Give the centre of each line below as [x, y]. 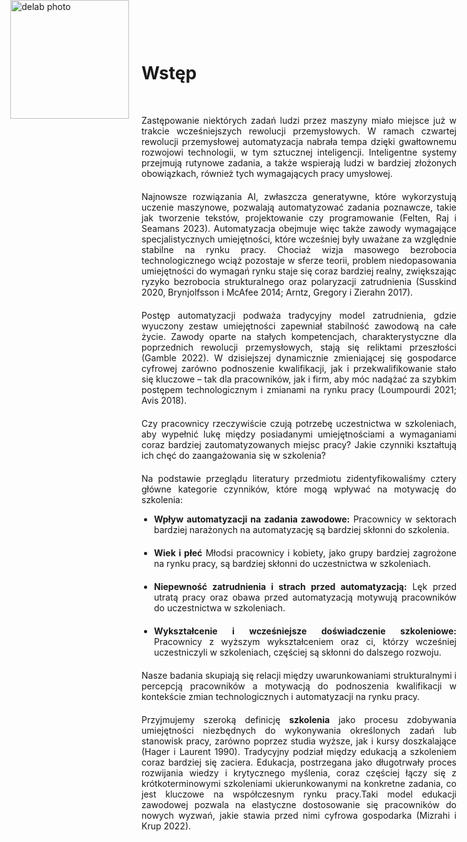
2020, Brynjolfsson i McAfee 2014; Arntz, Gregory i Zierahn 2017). [277, 292]
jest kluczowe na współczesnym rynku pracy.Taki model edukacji [299, 794]
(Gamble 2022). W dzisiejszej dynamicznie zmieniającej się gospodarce [299, 358]
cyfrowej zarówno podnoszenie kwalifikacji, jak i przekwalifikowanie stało [299, 368]
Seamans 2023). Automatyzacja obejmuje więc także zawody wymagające [299, 228]
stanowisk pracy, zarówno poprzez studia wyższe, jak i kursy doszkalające [299, 741]
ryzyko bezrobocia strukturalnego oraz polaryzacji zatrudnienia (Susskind [299, 281]
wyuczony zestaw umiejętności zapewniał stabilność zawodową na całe [299, 326]
